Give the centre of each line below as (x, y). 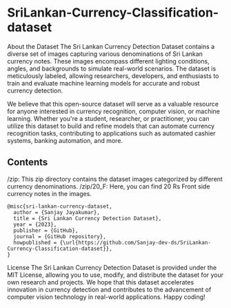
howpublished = (35, 242)
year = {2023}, (35, 224)
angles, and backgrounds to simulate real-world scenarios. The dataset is (112, 68)
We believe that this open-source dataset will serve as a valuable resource (113, 104)
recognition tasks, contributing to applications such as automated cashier (111, 133)
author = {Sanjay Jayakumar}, (57, 212)
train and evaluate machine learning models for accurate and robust (103, 83)
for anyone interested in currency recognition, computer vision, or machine (114, 111)
